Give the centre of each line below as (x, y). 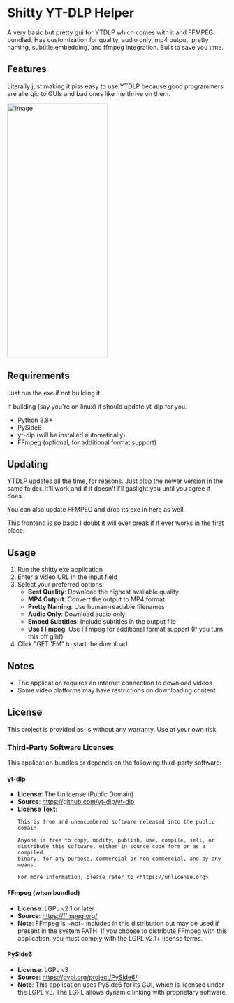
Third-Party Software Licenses (61, 747)
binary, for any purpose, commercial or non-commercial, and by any (119, 859)
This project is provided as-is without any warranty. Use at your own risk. (112, 729)
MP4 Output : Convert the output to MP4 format (96, 599)
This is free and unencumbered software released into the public (116, 822)
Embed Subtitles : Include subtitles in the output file (102, 622)
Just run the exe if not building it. (55, 393)
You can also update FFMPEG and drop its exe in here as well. (96, 510)
